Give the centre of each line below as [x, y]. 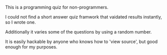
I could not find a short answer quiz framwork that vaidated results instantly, [84, 17]
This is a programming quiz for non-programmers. [57, 7]
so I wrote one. [20, 22]
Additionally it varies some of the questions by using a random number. [78, 32]
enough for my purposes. [31, 47]
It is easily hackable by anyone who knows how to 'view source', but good [81, 41]
